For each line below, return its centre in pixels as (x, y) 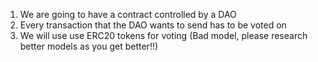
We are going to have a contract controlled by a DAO (128, 14)
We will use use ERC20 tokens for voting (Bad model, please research (163, 35)
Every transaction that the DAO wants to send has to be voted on (153, 25)
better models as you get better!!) (89, 46)
